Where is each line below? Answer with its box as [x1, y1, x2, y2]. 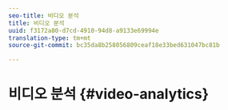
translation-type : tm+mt [8, 33, 91, 42]
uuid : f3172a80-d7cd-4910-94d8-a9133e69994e [8, 26, 159, 34]
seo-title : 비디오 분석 [8, 11, 79, 20]
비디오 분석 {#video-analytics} [8, 85, 210, 104]
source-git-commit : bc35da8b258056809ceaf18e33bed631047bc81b [8, 41, 220, 49]
